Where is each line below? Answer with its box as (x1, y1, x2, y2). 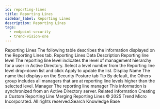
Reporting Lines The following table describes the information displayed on (5, 47, 155, 53)
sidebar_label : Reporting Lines (5, 16, 70, 21)
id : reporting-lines (5, 7, 47, 12)
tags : (5, 25, 16, 30)
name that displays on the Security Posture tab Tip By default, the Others (5, 73, 151, 79)
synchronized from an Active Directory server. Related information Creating (5, 88, 156, 94)
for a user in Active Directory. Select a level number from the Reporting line (5, 62, 155, 68)
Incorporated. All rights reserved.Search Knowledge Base (5, 98, 120, 104)
